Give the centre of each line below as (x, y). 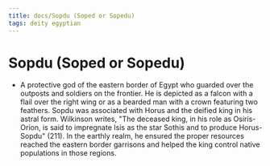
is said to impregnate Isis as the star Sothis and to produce (140, 128)
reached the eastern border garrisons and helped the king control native (140, 144)
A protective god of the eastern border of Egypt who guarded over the (137, 85)
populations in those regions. (68, 153)
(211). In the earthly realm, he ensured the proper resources (145, 136)
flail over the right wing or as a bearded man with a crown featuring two (139, 102)
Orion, (30, 128)
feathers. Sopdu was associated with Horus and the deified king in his (136, 111)
